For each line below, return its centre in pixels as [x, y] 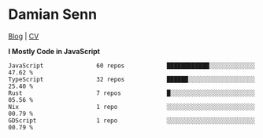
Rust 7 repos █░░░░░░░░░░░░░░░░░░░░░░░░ [132, 93]
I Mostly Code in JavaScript [54, 51]
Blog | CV [24, 36]
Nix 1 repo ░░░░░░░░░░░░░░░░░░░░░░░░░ [132, 107]
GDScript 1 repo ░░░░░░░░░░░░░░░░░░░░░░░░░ [132, 120]
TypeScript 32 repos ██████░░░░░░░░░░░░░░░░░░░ [132, 79]
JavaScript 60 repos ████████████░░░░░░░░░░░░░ [132, 65]
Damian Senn [52, 15]
